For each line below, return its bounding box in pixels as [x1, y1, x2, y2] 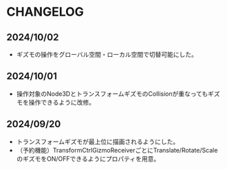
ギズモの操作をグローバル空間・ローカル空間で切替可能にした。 [16, 51, 197, 58]
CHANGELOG [6, 4, 84, 20]
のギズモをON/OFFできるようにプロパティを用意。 [16, 155, 160, 163]
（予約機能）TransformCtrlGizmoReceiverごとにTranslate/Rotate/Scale [16, 146, 218, 154]
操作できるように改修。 [28, 98, 96, 106]
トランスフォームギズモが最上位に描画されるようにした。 [16, 138, 180, 146]
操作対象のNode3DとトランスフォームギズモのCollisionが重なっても [16, 90, 208, 98]
